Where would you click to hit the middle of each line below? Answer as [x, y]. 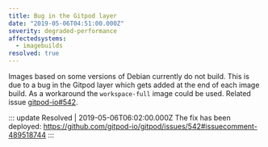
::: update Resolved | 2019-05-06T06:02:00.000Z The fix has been [120, 118]
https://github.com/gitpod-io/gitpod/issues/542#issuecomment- [151, 126]
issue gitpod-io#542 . [43, 102]
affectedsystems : [38, 38]
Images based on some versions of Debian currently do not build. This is [129, 76]
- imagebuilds [39, 46]
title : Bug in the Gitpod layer [63, 16]
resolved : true [34, 53]
